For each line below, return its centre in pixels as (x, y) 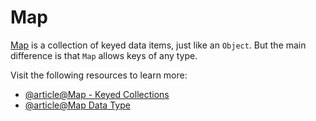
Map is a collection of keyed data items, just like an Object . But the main (158, 45)
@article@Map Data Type (77, 105)
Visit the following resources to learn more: (99, 75)
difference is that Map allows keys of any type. (104, 55)
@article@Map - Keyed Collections (97, 94)
